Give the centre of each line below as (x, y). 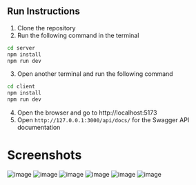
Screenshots (45, 155)
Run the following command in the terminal (78, 35)
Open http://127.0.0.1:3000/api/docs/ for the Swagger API (103, 120)
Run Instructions (44, 11)
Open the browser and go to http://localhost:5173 (87, 113)
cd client (21, 87)
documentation (39, 128)
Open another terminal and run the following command (95, 74)
